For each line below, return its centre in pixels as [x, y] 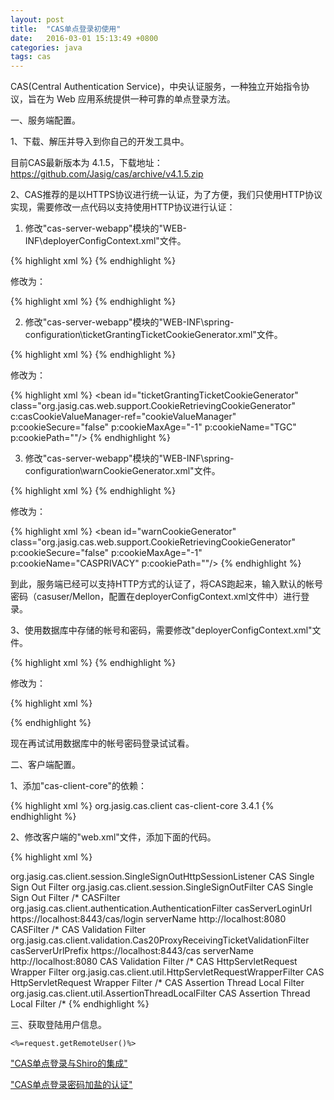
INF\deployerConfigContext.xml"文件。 [105, 241]
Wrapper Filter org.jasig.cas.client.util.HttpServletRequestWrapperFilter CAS [167, 972]
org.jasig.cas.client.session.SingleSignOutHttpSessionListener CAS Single [162, 877]
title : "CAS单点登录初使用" [66, 29]
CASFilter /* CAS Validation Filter [78, 930]
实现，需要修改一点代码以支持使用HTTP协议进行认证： [123, 207]
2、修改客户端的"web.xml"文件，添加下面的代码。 [113, 837]
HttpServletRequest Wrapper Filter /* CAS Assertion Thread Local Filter [157, 983]
